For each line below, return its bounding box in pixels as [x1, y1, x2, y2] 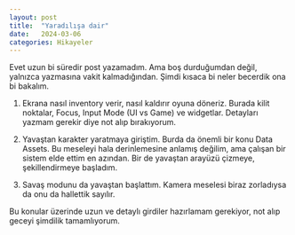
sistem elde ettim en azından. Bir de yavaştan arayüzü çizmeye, [21, 153, 255, 164]
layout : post [9, 12, 58, 22]
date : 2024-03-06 [9, 29, 82, 38]
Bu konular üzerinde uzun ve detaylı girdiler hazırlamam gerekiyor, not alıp [9, 206, 281, 217]
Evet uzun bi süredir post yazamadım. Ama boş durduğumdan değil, [9, 62, 258, 73]
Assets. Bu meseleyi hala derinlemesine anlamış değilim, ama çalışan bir [21, 144, 286, 154]
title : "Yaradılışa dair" [9, 21, 109, 30]
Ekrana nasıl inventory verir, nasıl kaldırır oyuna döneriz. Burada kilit [21, 98, 270, 109]
